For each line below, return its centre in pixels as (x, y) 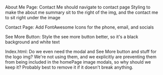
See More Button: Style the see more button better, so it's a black (72, 37)
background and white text (33, 42)
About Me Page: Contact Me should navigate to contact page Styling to (78, 7)
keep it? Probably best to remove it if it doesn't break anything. (69, 67)
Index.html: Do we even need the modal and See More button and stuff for (81, 52)
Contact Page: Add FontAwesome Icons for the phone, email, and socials (80, 27)
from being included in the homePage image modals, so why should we (78, 62)
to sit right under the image (33, 18)
